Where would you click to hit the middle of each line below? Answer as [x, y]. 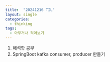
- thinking [21, 24]
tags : [11, 28]
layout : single [21, 14]
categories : [18, 19]
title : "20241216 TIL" [30, 10]
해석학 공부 [23, 48]
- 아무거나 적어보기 [27, 33]
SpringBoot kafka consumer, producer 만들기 [59, 54]
